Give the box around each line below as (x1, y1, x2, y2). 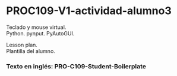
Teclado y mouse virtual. (6, 24, 67, 31)
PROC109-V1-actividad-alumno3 (6, 4, 172, 18)
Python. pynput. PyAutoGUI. (6, 29, 75, 37)
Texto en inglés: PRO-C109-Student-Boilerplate (6, 62, 147, 70)
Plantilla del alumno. (6, 47, 55, 54)
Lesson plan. (6, 41, 37, 48)
